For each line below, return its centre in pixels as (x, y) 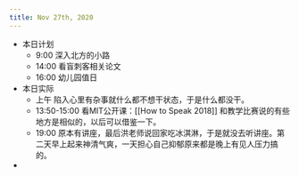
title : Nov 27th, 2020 (51, 17)
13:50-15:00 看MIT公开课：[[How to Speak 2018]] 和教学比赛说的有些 (162, 110)
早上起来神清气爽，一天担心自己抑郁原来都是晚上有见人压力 (161, 144)
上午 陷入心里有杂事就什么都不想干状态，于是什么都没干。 (142, 100)
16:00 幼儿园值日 (66, 77)
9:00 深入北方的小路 (72, 55)
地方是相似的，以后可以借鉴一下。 (98, 122)
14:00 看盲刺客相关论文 (78, 66)
